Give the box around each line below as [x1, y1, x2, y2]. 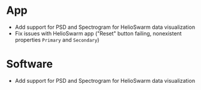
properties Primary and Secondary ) [14, 36, 100, 43]
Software [6, 58, 53, 71]
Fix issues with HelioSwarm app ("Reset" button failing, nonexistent [14, 29, 182, 37]
